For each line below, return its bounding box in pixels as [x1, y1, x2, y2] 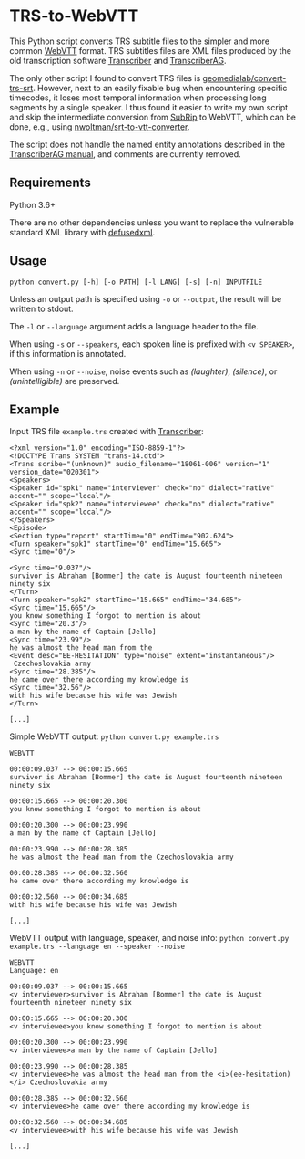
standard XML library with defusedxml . [9, 226, 156, 237]
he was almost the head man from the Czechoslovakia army [9, 852, 234, 862]
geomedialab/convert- [202, 72, 287, 83]
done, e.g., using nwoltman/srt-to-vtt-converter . [9, 120, 190, 132]
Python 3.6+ [9, 199, 56, 210]
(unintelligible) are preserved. [9, 375, 120, 386]
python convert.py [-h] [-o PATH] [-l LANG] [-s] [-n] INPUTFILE [9, 277, 262, 287]
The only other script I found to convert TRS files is [9, 72, 201, 83]
